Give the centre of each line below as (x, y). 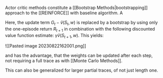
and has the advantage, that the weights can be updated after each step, (79, 56)
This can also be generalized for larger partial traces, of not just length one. (82, 70)
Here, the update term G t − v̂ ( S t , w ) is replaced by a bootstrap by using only (81, 23)
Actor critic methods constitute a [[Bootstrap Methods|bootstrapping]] (76, 8)
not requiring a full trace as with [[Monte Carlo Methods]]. (64, 61)
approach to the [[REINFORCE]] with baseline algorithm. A (64, 13)
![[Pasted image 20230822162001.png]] (46, 46)
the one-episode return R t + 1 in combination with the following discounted (80, 29)
